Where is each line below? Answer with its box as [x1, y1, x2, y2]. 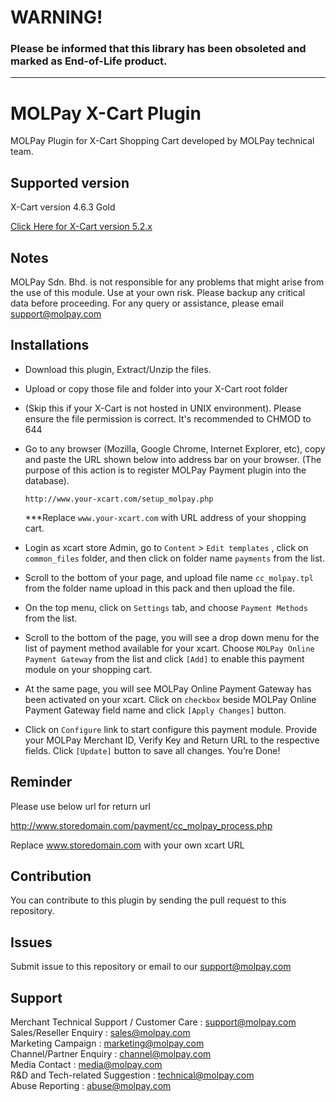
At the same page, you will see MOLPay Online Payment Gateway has [24, 682, 312, 695]
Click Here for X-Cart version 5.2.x [10, 221, 153, 233]
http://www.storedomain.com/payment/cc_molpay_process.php [10, 819, 273, 831]
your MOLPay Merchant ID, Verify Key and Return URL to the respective [24, 734, 320, 746]
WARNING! [10, 6, 103, 29]
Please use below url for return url [10, 800, 151, 812]
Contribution [10, 868, 92, 885]
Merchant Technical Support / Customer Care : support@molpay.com [10, 1016, 297, 1028]
